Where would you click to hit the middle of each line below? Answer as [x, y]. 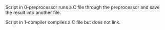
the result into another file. [33, 12]
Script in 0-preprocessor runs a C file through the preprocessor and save [82, 7]
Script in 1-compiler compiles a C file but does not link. [63, 22]
